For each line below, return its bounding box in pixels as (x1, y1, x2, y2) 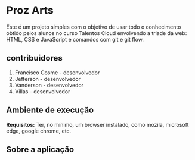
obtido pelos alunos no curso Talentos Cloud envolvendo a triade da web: (6, 29, 187, 36)
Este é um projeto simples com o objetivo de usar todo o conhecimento (6, 23, 181, 30)
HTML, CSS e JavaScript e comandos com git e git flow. (6, 36, 144, 43)
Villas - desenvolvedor (14, 87, 70, 95)
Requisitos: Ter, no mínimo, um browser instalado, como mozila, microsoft (6, 121, 189, 128)
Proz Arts (6, 4, 54, 17)
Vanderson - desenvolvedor (14, 81, 84, 89)
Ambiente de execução (6, 105, 94, 115)
